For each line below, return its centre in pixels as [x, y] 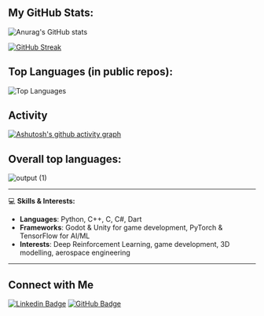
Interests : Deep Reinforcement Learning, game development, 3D [125, 244]
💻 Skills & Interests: [42, 201]
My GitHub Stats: [51, 13]
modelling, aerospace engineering [75, 253]
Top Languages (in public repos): [90, 72]
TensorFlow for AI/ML [55, 236]
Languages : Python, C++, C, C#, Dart [81, 219]
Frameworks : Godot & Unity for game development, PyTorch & [121, 228]
